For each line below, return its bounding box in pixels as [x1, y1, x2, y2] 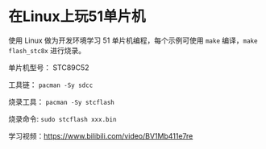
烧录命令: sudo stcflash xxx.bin [8, 114, 117, 123]
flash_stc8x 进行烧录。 [8, 45, 86, 55]
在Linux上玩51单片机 [8, 7, 147, 26]
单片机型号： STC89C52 [8, 62, 90, 72]
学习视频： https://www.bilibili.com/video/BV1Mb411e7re [8, 130, 193, 141]
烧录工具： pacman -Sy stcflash [8, 97, 114, 106]
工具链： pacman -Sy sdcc [8, 80, 94, 89]
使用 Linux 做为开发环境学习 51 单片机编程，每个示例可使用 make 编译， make [8, 35, 258, 45]
